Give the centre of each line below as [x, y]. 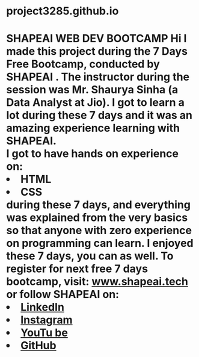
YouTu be [44, 333]
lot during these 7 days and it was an [99, 115]
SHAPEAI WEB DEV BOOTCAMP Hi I [96, 39]
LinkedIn [43, 307]
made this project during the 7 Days [97, 51]
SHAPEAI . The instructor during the [98, 77]
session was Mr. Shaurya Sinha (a [92, 90]
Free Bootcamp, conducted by [83, 64]
